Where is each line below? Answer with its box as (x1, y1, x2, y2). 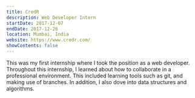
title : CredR (6, 8, 39, 15)
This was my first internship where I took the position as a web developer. (6, 59, 190, 67)
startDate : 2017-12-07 (6, 20, 64, 26)
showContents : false (6, 43, 59, 49)
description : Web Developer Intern (6, 15, 96, 21)
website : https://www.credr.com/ (6, 37, 91, 43)
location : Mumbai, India (6, 31, 69, 38)
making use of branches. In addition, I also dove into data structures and (6, 78, 187, 85)
